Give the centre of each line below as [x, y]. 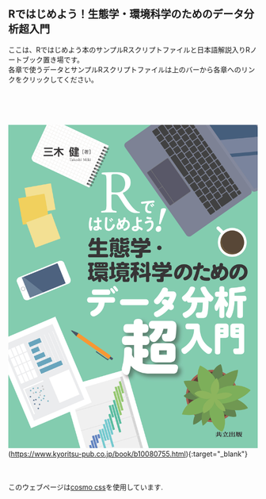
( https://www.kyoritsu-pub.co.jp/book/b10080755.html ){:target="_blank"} [128, 454]
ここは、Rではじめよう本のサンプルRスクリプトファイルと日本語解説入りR [129, 49]
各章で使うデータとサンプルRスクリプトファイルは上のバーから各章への [125, 69]
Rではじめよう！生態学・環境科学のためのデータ [126, 14]
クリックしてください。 [60, 79]
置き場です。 [63, 59]
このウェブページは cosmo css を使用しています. [86, 487]
